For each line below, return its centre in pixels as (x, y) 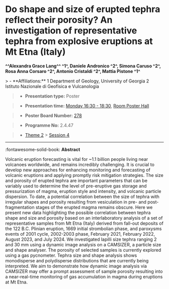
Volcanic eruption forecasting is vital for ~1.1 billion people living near (77, 159)
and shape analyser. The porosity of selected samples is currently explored (83, 250)
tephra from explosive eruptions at (79, 41)
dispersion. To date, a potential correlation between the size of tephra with (82, 197)
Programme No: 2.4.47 (49, 125)
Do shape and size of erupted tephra (83, 9)
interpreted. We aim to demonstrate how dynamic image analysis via (76, 266)
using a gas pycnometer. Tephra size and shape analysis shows (71, 255)
